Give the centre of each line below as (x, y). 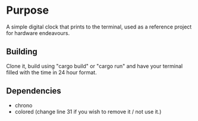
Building (22, 52)
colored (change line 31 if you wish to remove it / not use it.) (88, 112)
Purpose (28, 10)
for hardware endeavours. (38, 33)
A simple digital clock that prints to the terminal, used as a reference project (99, 27)
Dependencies (34, 91)
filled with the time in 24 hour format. (51, 72)
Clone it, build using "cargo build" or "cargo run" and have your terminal (95, 66)
